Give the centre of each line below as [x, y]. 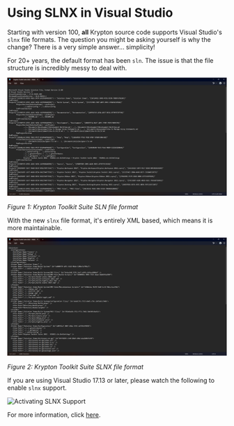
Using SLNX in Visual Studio [90, 13]
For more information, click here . [54, 415]
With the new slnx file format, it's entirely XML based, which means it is [110, 220]
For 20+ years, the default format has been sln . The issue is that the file [110, 60]
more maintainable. [35, 228]
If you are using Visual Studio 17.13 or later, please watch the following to [111, 381]
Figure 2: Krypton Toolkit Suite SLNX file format [76, 367]
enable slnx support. [37, 388]
